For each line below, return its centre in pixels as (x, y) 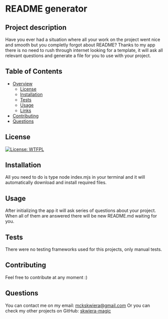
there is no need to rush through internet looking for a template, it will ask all (84, 50)
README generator (46, 9)
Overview (22, 83)
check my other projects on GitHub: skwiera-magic (58, 310)
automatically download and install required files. (56, 183)
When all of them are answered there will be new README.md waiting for (81, 216)
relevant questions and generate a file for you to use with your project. (78, 56)
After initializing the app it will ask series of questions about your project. (80, 210)
